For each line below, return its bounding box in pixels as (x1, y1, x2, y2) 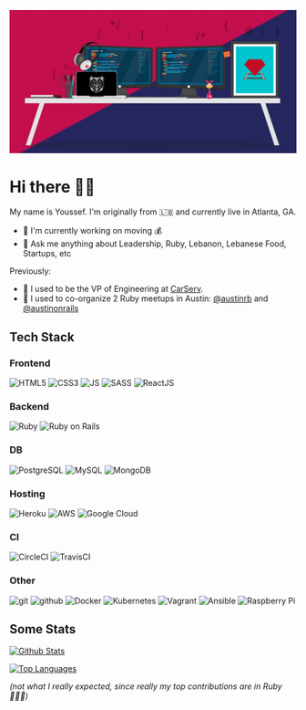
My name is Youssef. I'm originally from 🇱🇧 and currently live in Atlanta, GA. (9, 206, 297, 217)
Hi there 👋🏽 (9, 176, 96, 197)
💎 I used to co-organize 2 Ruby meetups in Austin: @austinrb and (22, 293, 269, 304)
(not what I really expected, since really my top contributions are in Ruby (9, 681, 282, 692)
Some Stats (9, 621, 76, 637)
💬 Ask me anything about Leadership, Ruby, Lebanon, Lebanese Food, (22, 238, 287, 249)
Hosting (9, 487, 46, 500)
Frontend (9, 357, 51, 370)
